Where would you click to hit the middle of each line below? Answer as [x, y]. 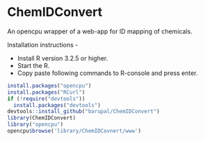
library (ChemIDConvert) [42, 118]
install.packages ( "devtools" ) [57, 105]
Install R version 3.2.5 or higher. [63, 58]
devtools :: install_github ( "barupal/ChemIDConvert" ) [83, 112]
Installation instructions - [43, 44]
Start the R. [33, 65]
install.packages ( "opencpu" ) [49, 85]
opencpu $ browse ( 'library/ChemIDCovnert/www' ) [74, 131]
